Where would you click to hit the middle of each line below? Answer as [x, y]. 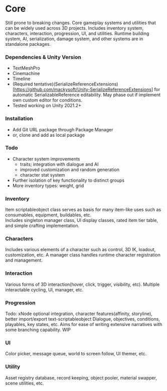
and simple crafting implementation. [42, 226]
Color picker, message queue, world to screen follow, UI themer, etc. [76, 354]
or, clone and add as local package [49, 135]
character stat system [42, 175]
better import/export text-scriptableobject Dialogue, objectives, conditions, [83, 319]
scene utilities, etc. [25, 383]
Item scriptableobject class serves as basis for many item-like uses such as [83, 210]
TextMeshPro [26, 68]
